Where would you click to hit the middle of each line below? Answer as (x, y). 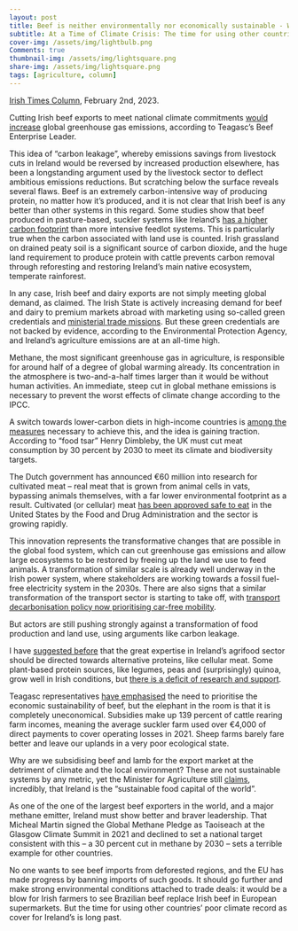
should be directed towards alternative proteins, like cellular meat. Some (141, 660)
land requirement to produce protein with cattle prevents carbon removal (142, 257)
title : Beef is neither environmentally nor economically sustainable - (146, 26)
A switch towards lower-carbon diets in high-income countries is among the (148, 421)
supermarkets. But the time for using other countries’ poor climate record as (148, 908)
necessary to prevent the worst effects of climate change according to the (145, 395)
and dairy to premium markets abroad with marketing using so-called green (147, 312)
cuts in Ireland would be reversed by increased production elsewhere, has (145, 163)
